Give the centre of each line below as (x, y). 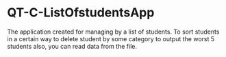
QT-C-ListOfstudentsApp (81, 13)
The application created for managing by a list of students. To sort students (113, 32)
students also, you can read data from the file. (72, 46)
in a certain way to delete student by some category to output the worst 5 (111, 38)
